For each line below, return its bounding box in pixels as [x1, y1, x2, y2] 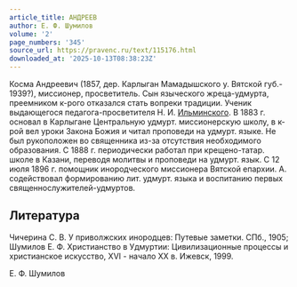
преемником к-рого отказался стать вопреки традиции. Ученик [9, 98, 252, 108]
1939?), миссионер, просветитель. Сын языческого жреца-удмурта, [9, 88, 269, 99]
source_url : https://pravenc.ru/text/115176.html [9, 46, 197, 55]
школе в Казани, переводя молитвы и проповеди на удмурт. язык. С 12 [9, 155, 280, 164]
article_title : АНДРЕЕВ [9, 12, 98, 22]
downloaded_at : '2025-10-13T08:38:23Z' [9, 54, 157, 63]
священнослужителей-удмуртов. [9, 183, 136, 193]
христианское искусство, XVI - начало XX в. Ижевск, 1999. [9, 251, 234, 261]
